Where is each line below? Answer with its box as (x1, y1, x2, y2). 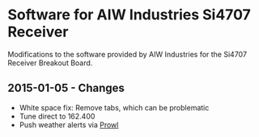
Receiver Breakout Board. (7, 58, 93, 68)
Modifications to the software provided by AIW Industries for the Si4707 (7, 49, 248, 59)
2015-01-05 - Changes (7, 81, 125, 95)
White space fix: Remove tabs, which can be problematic (19, 102, 210, 112)
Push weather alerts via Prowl (19, 119, 119, 130)
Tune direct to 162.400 (19, 111, 96, 121)
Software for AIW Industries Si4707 (7, 6, 252, 24)
